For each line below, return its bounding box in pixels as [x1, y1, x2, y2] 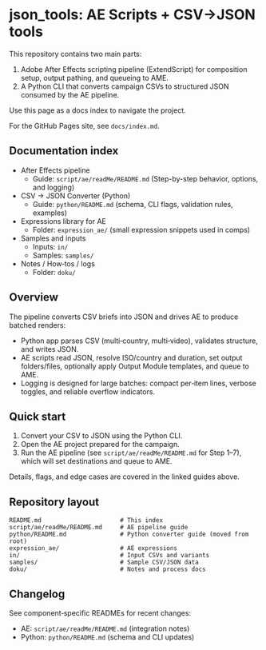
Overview [9, 290, 59, 305]
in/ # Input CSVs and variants [9, 552, 210, 560]
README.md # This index [9, 516, 163, 524]
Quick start [9, 409, 66, 423]
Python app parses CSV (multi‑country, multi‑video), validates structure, [20, 336, 259, 345]
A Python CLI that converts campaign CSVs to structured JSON [20, 82, 230, 91]
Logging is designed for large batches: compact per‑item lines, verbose [20, 378, 256, 388]
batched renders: [9, 320, 66, 329]
